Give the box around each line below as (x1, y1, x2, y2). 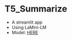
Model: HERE (11, 29, 39, 35)
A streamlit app (11, 19, 43, 25)
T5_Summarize (4, 3, 67, 14)
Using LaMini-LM (11, 24, 47, 30)
